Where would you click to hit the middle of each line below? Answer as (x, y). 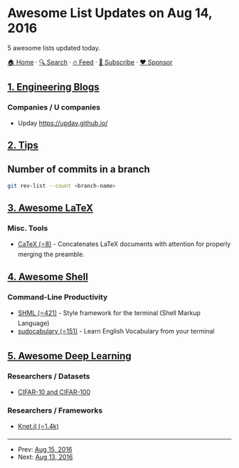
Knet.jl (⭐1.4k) (38, 426)
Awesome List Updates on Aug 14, (110, 13)
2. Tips (23, 145)
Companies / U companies (54, 107)
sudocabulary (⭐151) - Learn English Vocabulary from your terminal (116, 331)
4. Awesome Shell (48, 276)
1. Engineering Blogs (53, 87)
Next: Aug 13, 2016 (45, 457)
